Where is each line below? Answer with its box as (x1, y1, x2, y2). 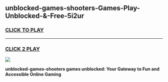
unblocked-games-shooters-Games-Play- (5, 4, 140, 12)
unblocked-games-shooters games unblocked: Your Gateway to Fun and (5, 66, 160, 72)
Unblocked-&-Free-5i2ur (5, 12, 84, 20)
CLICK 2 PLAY (5, 45, 40, 52)
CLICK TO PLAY (5, 27, 44, 34)
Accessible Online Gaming (5, 71, 61, 77)
